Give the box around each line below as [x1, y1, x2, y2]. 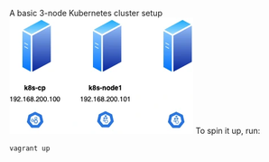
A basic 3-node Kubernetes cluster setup [9, 8, 162, 18]
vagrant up [9, 144, 51, 153]
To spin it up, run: [195, 126, 261, 136]
